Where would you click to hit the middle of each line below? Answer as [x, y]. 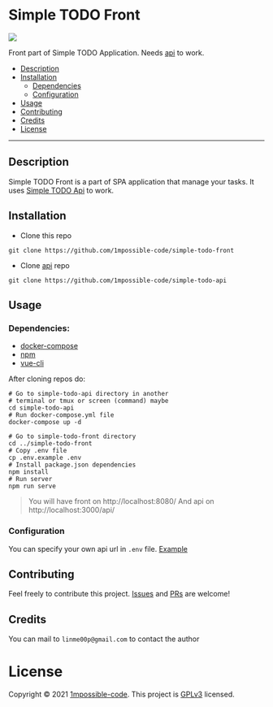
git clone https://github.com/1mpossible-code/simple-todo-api [118, 280]
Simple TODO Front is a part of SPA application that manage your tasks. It [131, 181]
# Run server [30, 479]
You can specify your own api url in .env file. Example [98, 549]
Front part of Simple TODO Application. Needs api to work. [106, 52]
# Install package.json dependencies [72, 465]
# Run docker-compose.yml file [61, 415]
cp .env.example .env [45, 458]
